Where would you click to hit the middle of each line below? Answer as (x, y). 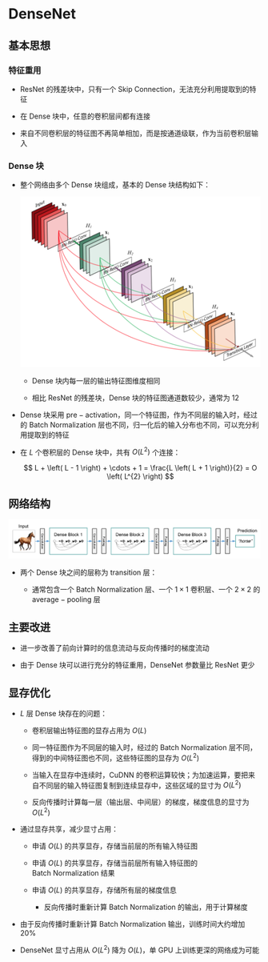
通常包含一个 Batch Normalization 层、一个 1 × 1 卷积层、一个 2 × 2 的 (146, 590)
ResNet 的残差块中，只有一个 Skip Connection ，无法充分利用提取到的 (134, 89)
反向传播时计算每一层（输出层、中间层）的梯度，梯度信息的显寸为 (140, 802)
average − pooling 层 (66, 599)
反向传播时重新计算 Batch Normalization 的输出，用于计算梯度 (146, 907)
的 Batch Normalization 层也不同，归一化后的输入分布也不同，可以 (129, 424)
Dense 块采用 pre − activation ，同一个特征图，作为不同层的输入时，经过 (138, 415)
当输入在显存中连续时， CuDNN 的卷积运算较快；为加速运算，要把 (140, 775)
